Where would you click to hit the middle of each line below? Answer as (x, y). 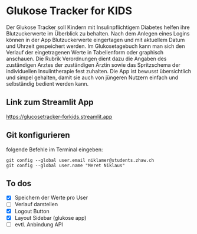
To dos (19, 183)
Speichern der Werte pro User (51, 198)
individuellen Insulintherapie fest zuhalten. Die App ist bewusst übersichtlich (99, 71)
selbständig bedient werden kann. (47, 83)
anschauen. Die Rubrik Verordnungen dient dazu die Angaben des (86, 58)
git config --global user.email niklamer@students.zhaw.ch (80, 160)
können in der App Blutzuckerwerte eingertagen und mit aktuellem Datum (96, 40)
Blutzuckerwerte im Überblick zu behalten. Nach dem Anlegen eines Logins (98, 33)
